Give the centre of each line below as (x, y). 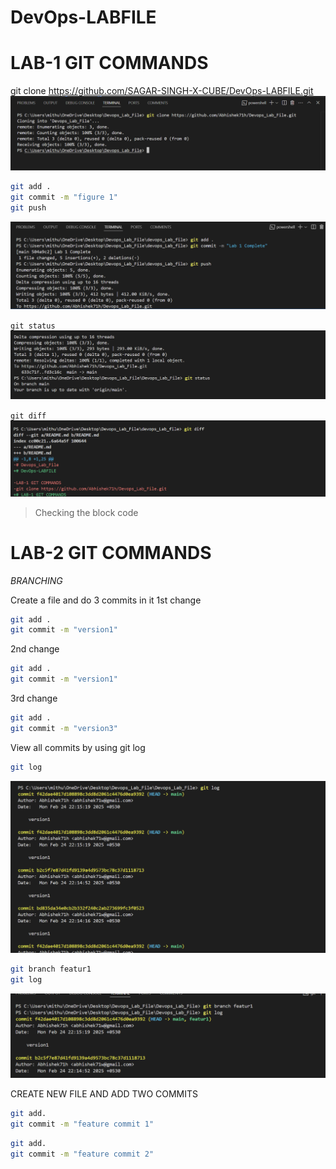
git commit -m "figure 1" (64, 197)
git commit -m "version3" (64, 728)
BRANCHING (36, 580)
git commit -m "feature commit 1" (82, 1124)
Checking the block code (86, 512)
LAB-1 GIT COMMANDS (109, 63)
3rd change (34, 698)
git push (28, 207)
